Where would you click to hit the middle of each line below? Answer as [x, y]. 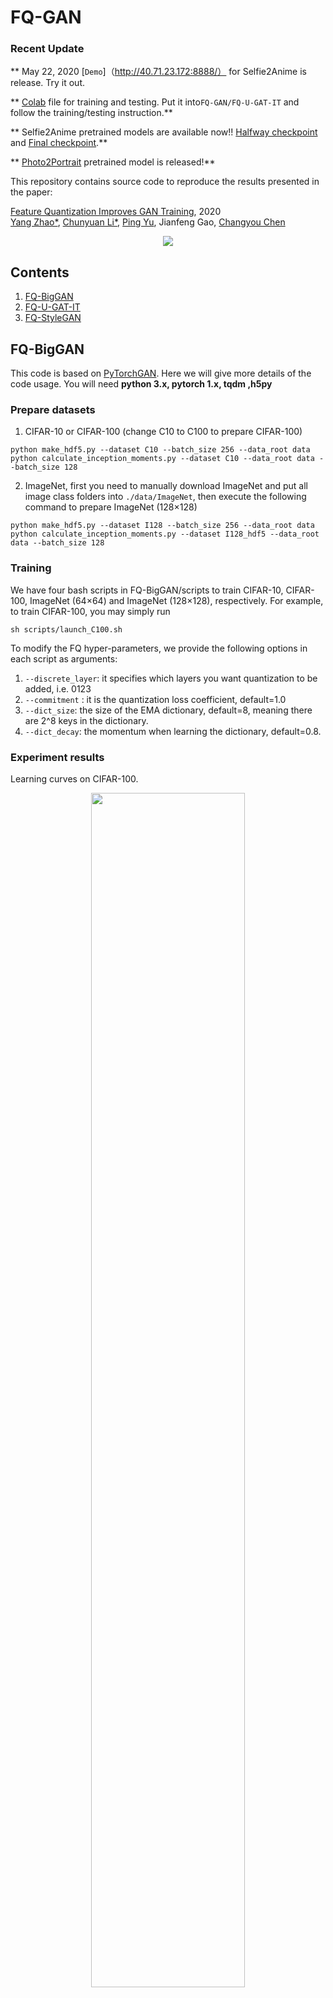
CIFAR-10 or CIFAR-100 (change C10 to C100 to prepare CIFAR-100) [163, 432]
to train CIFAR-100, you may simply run [90, 611]
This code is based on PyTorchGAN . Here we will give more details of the [161, 373]
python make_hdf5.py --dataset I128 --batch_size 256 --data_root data [162, 526]
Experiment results [57, 757]
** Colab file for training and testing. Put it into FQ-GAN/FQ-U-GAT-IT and [155, 102]
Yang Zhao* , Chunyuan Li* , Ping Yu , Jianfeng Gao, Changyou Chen [148, 222]
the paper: [31, 192]
